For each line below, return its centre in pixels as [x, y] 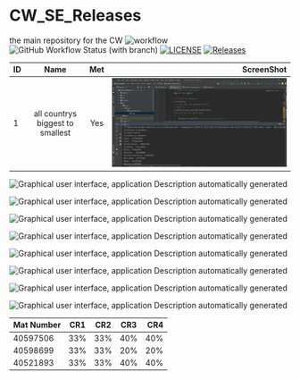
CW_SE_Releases [75, 16]
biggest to [55, 123]
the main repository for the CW [66, 40]
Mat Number [37, 325]
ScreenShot [265, 70]
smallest [55, 133]
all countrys [55, 114]
